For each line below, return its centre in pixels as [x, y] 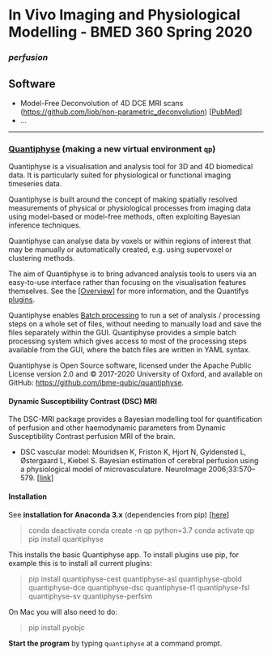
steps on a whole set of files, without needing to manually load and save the [135, 324]
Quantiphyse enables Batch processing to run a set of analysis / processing [134, 315]
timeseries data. [35, 184]
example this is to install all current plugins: [80, 563]
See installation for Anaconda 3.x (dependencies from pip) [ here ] [119, 514]
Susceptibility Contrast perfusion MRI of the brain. [92, 437]
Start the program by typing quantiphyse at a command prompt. [115, 643]
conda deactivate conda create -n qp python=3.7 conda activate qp [141, 530]
